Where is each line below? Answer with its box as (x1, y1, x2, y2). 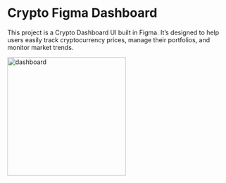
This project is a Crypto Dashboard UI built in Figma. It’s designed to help (7, 28, 220, 37)
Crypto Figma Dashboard (7, 5, 158, 21)
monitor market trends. (7, 43, 74, 51)
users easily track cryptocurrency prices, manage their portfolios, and (7, 35, 211, 44)
